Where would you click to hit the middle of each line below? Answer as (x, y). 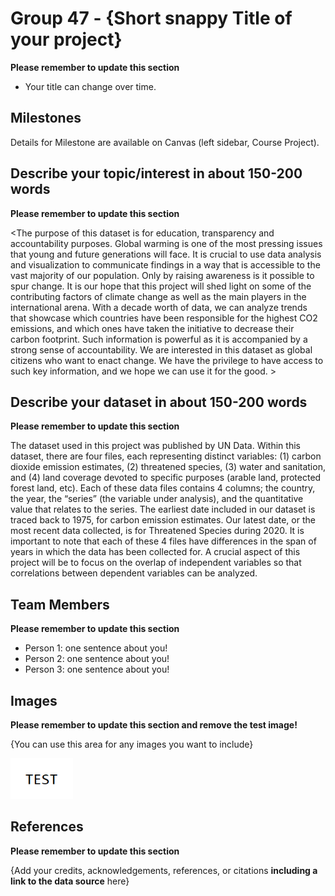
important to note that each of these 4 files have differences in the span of (163, 541)
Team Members (60, 604)
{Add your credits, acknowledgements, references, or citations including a (164, 870)
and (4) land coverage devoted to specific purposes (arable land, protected (166, 478)
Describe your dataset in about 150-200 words (159, 402)
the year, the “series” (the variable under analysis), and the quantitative (157, 499)
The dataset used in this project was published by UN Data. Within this (155, 446)
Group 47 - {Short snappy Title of (151, 18)
